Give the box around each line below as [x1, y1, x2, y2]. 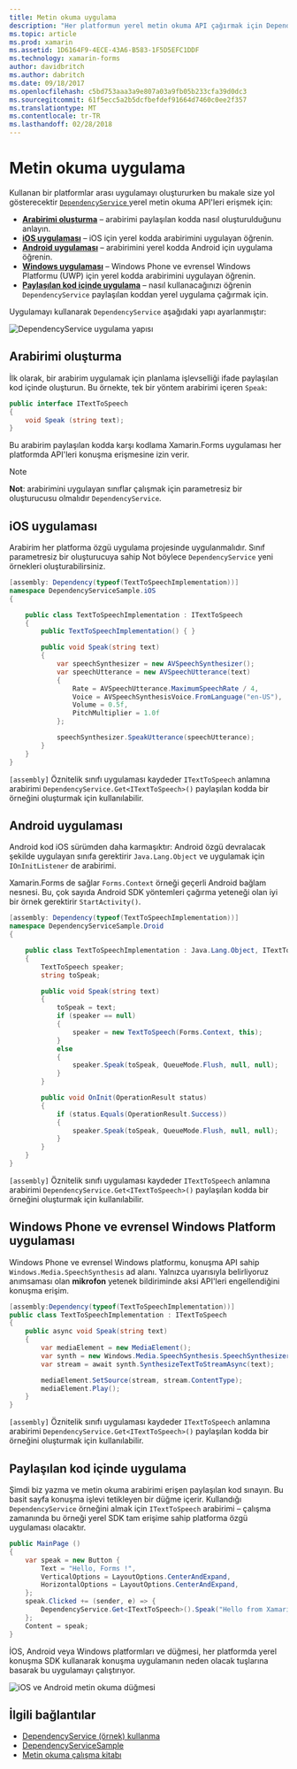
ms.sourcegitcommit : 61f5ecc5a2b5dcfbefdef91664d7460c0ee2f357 [9, 95, 247, 104]
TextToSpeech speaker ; [41, 962, 125, 971]
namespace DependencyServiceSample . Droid [9, 922, 164, 931]
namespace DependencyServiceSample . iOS [9, 586, 156, 595]
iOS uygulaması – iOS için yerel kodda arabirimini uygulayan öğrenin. [21, 232, 274, 243]
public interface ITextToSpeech [9, 399, 128, 408]
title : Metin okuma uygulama [9, 12, 117, 22]
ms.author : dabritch [9, 71, 86, 80]
